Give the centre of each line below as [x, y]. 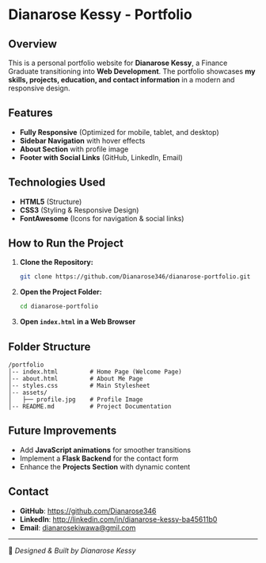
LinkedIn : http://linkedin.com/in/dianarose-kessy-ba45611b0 [118, 519]
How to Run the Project [66, 243]
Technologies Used [57, 183]
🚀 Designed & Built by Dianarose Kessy [72, 550]
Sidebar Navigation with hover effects [82, 140]
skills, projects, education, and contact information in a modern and [122, 80]
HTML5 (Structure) [51, 201]
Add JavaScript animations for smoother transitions [105, 450]
